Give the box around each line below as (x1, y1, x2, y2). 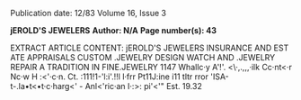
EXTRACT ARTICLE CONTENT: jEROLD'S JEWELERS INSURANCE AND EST (10, 42, 289, 53)
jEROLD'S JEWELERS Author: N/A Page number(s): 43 (10, 25, 217, 35)
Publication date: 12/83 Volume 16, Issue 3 (10, 8, 167, 18)
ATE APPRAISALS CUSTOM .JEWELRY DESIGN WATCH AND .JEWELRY (10, 52, 276, 62)
